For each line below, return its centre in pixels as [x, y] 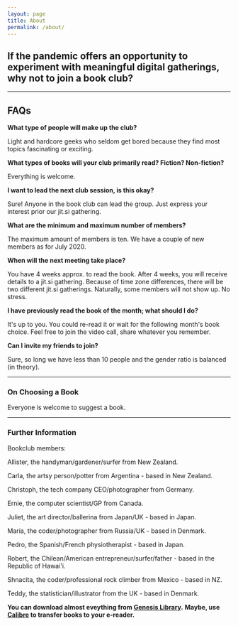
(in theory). [24, 367]
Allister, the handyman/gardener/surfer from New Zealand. [93, 462]
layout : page [27, 14]
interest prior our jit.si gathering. [54, 211]
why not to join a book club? [70, 78]
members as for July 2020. [47, 247]
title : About [27, 21]
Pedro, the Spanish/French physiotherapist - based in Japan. [96, 544]
